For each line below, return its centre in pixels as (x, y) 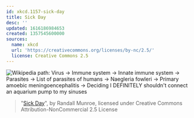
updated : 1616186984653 (35, 28)
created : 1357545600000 (35, 34)
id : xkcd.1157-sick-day (35, 12)
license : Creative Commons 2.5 (50, 56)
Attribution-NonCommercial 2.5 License (69, 109)
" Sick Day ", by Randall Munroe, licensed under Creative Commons (101, 103)
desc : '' (17, 23)
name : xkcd (25, 45)
